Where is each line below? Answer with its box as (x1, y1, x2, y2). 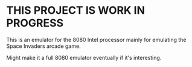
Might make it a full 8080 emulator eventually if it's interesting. (6, 54, 162, 61)
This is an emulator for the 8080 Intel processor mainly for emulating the (6, 36, 187, 43)
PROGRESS (6, 16, 64, 30)
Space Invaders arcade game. (6, 42, 81, 50)
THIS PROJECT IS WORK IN (6, 4, 146, 17)
